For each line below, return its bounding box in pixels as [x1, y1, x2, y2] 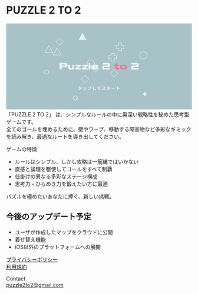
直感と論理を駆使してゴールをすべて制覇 [14, 165, 113, 172]
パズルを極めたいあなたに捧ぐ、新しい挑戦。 [6, 192, 115, 200]
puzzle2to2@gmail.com [6, 281, 64, 288]
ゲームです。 [6, 118, 37, 125]
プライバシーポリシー [6, 256, 58, 263]
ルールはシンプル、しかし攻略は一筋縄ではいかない [14, 158, 139, 165]
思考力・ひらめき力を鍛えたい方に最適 [14, 180, 108, 187]
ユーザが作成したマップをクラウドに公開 [14, 228, 113, 236]
